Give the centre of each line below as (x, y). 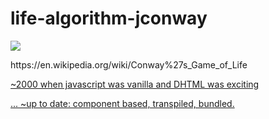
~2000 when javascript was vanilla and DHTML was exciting (135, 84)
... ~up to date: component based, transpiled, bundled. (122, 103)
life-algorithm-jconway (109, 18)
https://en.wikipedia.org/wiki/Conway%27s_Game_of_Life (129, 64)
